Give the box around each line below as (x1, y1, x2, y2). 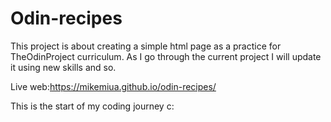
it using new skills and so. (10, 61, 117, 73)
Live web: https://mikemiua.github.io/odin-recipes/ (10, 80, 217, 92)
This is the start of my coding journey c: (10, 100, 175, 112)
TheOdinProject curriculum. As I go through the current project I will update (10, 50, 322, 62)
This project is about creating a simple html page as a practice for (10, 40, 282, 52)
